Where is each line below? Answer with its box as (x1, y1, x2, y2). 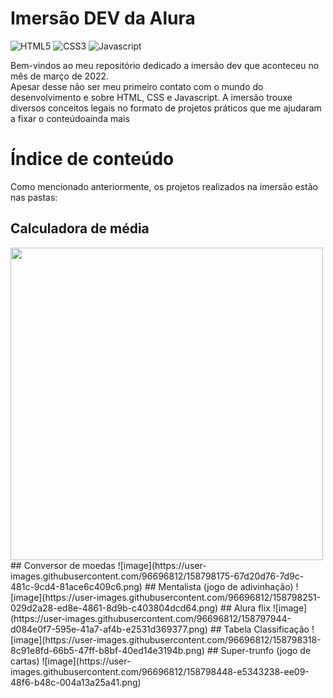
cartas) (10, 655, 40, 667)
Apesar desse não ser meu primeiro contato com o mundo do (10, 80, 264, 92)
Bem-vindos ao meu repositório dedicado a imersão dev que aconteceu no (10, 59, 320, 71)
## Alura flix (220, 602, 271, 614)
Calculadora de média (10, 220, 150, 237)
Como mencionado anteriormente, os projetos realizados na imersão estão (10, 180, 318, 192)
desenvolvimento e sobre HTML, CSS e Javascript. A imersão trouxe (10, 91, 293, 103)
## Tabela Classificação (209, 623, 310, 635)
